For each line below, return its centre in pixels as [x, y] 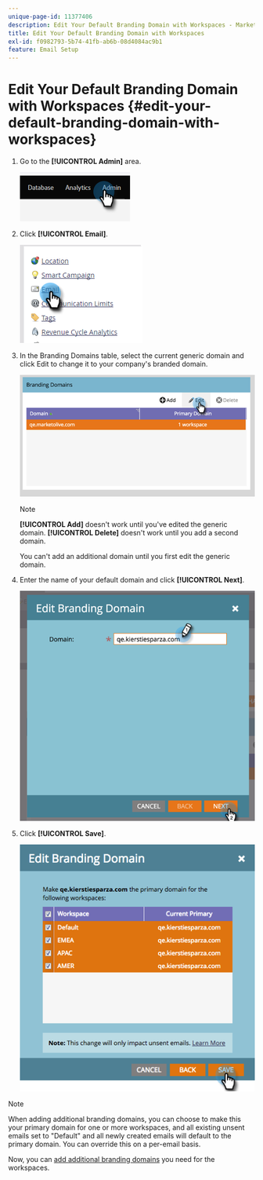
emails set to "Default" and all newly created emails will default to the [120, 1136]
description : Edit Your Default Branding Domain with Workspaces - [121, 25]
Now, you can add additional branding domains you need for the [112, 1160]
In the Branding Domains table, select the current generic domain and [131, 356]
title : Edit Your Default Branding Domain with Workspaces [106, 33]
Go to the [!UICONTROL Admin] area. [80, 162]
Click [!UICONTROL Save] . [63, 833]
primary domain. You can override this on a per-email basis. [104, 1144]
